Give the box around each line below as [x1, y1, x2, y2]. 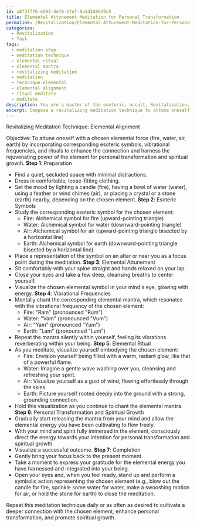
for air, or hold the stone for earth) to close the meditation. [14, 490, 155, 498]
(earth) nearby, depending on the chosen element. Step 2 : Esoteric [14, 196, 177, 203]
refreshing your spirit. [23, 372, 76, 379]
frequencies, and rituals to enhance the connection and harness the [6, 147, 170, 154]
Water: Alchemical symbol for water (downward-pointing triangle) [23, 221, 182, 228]
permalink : [6, 19, 33, 25]
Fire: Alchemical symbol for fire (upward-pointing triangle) [23, 215, 164, 222]
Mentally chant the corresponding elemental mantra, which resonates [14, 296, 183, 303]
